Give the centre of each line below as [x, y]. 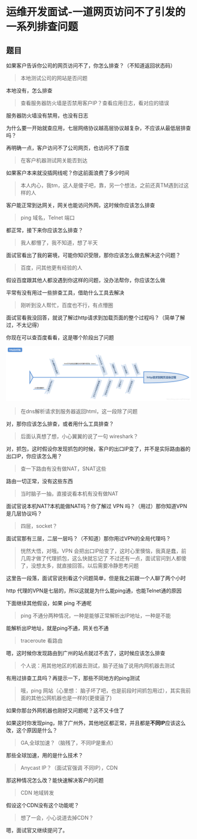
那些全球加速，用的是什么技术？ [45, 755]
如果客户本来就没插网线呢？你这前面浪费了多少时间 [68, 173]
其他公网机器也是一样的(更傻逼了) [72, 698]
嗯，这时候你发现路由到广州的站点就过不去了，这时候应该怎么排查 [86, 653]
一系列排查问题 [42, 27]
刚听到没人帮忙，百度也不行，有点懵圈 [67, 305]
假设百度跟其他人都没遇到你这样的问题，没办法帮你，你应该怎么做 [86, 280]
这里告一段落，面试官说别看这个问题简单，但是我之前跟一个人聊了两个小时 [96, 578]
